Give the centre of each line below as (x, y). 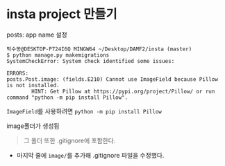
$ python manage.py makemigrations (58, 55)
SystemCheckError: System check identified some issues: (91, 61)
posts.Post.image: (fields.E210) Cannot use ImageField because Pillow (112, 79)
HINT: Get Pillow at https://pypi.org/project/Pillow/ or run (123, 91)
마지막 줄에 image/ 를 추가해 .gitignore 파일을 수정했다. (90, 155)
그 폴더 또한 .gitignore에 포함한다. (69, 140)
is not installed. (33, 85)
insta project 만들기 (62, 14)
